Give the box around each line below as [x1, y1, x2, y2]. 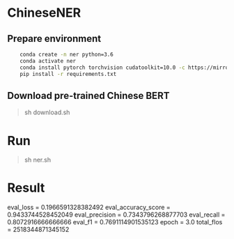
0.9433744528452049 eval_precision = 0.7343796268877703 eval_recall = [7, 210, 226, 219]
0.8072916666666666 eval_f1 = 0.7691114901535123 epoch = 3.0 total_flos [7, 218, 223, 226]
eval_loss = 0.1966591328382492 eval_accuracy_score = [7, 203, 171, 212]
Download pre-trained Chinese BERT [7, 89, 170, 102]
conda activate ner [19, 57, 77, 64]
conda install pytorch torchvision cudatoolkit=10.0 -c [19, 64, 186, 71]
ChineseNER [7, 5, 81, 21]
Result [7, 180, 45, 196]
